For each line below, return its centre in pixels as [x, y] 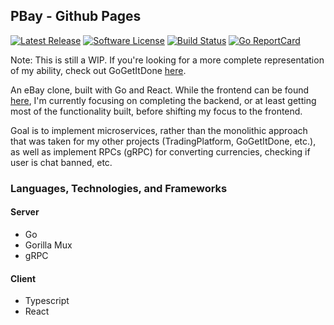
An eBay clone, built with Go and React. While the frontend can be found [160, 90]
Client [23, 278]
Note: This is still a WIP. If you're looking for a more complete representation [167, 60]
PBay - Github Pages [76, 16]
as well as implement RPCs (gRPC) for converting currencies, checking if [160, 151]
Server [25, 212]
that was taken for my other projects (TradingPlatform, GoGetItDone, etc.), [163, 141]
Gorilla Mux [48, 245]
